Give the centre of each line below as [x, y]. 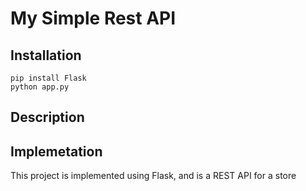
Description [47, 117]
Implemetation [56, 151]
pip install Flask [48, 78]
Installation [46, 55]
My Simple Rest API [93, 18]
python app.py [40, 87]
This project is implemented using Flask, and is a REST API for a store [153, 176]
